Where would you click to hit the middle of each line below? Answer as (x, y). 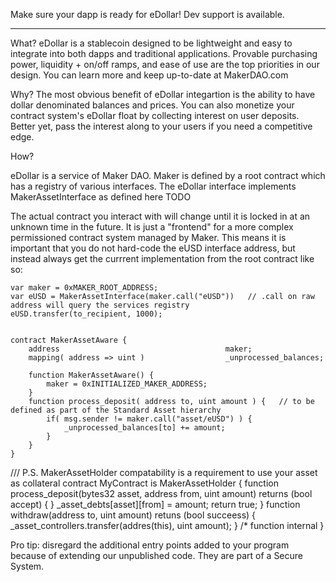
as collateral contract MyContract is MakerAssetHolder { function (144, 483)
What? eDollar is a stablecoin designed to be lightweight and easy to (151, 43)
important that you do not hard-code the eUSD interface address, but (153, 248)
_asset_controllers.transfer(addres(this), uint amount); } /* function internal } (167, 525)
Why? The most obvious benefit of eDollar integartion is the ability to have (163, 94)
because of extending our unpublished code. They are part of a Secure (157, 555)
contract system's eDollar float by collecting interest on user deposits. (155, 115)
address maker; (140, 349)
